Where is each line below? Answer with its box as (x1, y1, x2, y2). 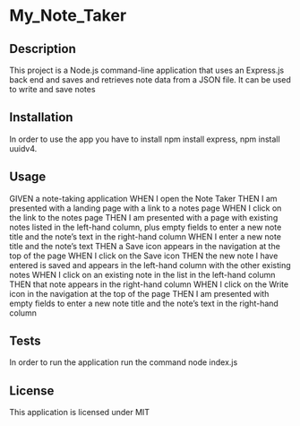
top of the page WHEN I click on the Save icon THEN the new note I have (9, 250, 279, 261)
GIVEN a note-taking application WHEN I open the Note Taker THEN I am (9, 193, 278, 204)
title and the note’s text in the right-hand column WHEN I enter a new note (9, 230, 282, 242)
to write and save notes (9, 84, 96, 94)
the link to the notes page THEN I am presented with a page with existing (9, 212, 279, 222)
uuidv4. (9, 143, 38, 153)
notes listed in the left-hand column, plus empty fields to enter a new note (9, 222, 282, 232)
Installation (9, 109, 73, 126)
